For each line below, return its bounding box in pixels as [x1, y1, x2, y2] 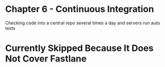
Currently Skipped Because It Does [5, 43, 154, 54]
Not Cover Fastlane [5, 53, 86, 65]
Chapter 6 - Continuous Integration [5, 3, 154, 15]
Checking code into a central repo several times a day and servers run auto [5, 20, 160, 26]
